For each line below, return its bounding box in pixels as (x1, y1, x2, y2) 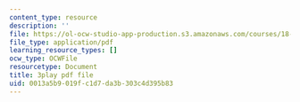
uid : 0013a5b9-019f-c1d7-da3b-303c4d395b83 (9, 79, 174, 88)
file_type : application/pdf (9, 37, 114, 47)
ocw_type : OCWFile (9, 54, 78, 63)
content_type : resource (9, 12, 98, 22)
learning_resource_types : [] (9, 46, 118, 55)
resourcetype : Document (9, 63, 98, 72)
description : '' (9, 21, 70, 30)
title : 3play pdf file (9, 71, 94, 80)
